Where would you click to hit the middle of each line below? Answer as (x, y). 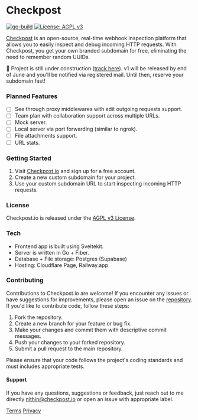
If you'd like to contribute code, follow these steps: (68, 305)
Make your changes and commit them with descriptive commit (91, 330)
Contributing (25, 280)
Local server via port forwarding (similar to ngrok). (76, 129)
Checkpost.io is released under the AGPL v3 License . (71, 218)
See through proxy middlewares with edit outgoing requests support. (98, 109)
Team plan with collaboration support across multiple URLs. (87, 116)
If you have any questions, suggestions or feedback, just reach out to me (95, 393)
